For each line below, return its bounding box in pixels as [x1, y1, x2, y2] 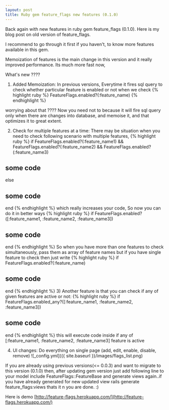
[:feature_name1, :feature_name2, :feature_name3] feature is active [5, 337, 145, 343]
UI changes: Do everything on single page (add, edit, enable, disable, [12, 347, 156, 353]
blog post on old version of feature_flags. [5, 31, 91, 37]
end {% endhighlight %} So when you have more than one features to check [5, 243, 164, 250]
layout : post [5, 7, 33, 13]
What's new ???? [5, 71, 40, 77]
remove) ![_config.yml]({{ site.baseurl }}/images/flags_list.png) [12, 352, 143, 358]
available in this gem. [5, 46, 49, 53]
